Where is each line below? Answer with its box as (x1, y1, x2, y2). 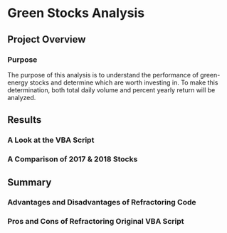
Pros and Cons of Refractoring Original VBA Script (7, 217, 184, 227)
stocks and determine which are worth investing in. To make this (29, 78, 218, 87)
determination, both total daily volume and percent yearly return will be (7, 85, 216, 94)
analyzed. (7, 93, 36, 102)
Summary (7, 176, 52, 188)
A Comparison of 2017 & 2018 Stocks (7, 154, 138, 164)
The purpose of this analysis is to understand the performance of (7, 70, 199, 79)
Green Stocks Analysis (7, 5, 144, 21)
